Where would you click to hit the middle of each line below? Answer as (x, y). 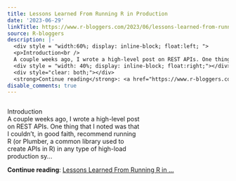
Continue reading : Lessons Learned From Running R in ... (91, 170)
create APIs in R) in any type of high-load (67, 149)
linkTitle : (23, 27)
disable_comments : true (42, 86)
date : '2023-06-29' (36, 20)
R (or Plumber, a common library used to (66, 142)
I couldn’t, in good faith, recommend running (72, 134)
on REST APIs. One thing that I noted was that (73, 126)
